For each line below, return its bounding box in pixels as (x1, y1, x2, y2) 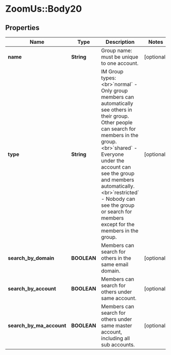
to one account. (101, 60, 139, 67)
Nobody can (105, 196, 135, 202)
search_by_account (8, 285, 56, 292)
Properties (5, 23, 40, 32)
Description (105, 39, 135, 45)
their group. (101, 113, 129, 120)
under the (101, 157, 125, 164)
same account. (101, 295, 136, 302)
